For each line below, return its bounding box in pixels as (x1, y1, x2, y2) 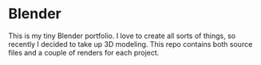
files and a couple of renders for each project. (8, 48, 160, 57)
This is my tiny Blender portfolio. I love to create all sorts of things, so (8, 31, 236, 40)
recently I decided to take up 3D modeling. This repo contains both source (8, 39, 253, 48)
